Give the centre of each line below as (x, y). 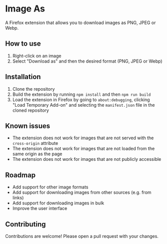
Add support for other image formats (50, 187)
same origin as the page (37, 154)
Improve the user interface (40, 208)
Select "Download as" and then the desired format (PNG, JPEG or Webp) (87, 61)
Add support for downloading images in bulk (58, 203)
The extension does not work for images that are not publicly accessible (87, 159)
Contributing (25, 224)
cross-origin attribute (35, 143)
